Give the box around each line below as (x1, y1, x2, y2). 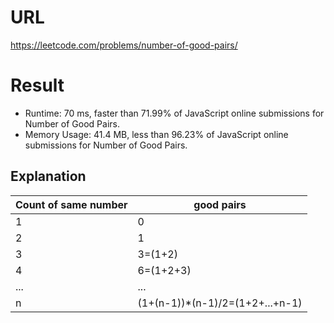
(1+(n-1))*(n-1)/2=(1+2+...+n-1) (137, 296, 303, 310)
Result (10, 74, 65, 97)
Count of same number (15, 197, 128, 211)
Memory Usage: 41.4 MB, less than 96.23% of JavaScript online (24, 128, 289, 140)
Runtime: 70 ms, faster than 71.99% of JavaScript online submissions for (24, 107, 325, 119)
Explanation (10, 168, 87, 185)
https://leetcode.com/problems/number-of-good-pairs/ (10, 39, 238, 51)
